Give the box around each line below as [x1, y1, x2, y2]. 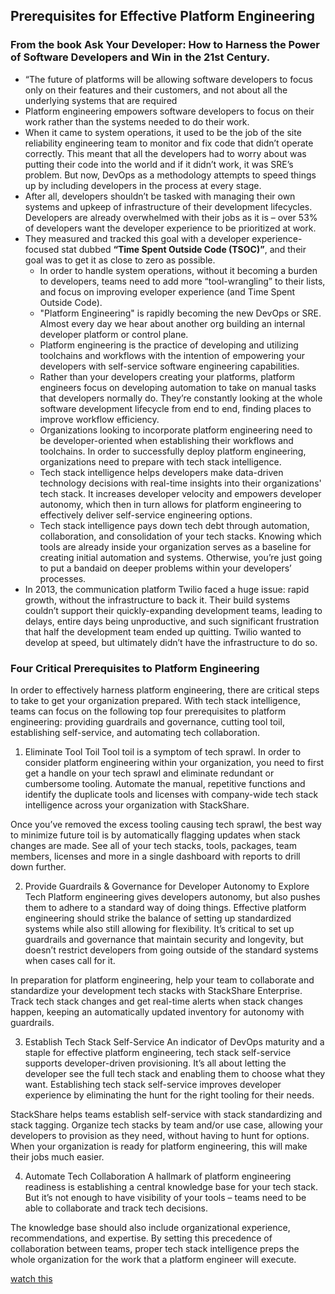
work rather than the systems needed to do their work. [24, 115, 250, 128]
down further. [10, 860, 67, 873]
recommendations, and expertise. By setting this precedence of [10, 1232, 273, 1244]
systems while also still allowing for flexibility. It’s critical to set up [24, 922, 295, 934]
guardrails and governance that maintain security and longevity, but [24, 933, 304, 945]
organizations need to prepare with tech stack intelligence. [39, 455, 282, 468]
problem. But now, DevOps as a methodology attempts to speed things [24, 169, 317, 181]
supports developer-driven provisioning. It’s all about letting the [24, 1057, 287, 1069]
